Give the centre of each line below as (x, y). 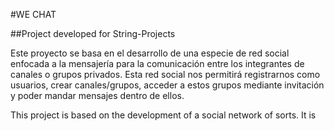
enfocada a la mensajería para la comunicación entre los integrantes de (157, 63)
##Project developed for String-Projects (93, 33)
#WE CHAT (33, 14)
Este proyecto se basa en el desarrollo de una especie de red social (150, 53)
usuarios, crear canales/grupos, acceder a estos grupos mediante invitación (167, 85)
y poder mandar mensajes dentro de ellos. (97, 95)
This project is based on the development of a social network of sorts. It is (163, 115)
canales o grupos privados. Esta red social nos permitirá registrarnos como (165, 74)
